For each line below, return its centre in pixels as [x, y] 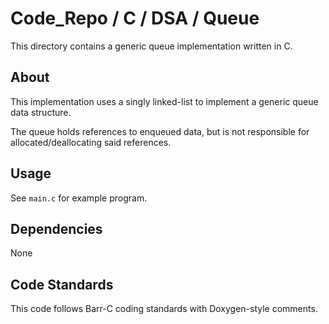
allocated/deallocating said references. [91, 142]
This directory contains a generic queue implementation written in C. [151, 46]
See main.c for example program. [79, 198]
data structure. [41, 112]
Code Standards [62, 284]
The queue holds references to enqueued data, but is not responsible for [160, 131]
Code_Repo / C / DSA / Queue [135, 18]
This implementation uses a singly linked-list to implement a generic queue [164, 101]
